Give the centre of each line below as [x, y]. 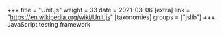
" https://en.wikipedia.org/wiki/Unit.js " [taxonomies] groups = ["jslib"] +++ [111, 17]
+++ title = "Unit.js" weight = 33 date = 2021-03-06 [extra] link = [99, 10]
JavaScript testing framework [49, 24]
